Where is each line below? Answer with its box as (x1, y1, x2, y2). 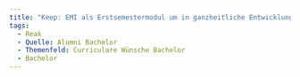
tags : (9, 21, 29, 30)
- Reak (17, 29, 42, 38)
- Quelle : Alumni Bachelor (17, 37, 118, 47)
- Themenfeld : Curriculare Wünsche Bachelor (17, 46, 186, 55)
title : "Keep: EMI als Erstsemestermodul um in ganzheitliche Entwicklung (9, 12, 294, 22)
